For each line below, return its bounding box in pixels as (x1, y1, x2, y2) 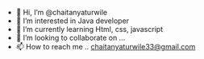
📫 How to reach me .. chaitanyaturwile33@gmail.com (15, 42, 196, 51)
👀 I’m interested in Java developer (15, 16, 130, 26)
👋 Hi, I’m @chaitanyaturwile (15, 8, 107, 17)
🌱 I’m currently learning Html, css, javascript (15, 25, 164, 33)
